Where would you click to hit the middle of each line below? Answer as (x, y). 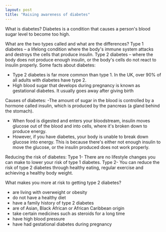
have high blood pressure (39, 218)
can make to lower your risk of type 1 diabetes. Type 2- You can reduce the (83, 162)
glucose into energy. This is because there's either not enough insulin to (86, 142)
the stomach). (19, 111)
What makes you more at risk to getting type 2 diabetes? (63, 182)
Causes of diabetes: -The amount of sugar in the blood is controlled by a (80, 100)
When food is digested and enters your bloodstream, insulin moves (81, 120)
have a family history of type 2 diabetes (53, 202)
